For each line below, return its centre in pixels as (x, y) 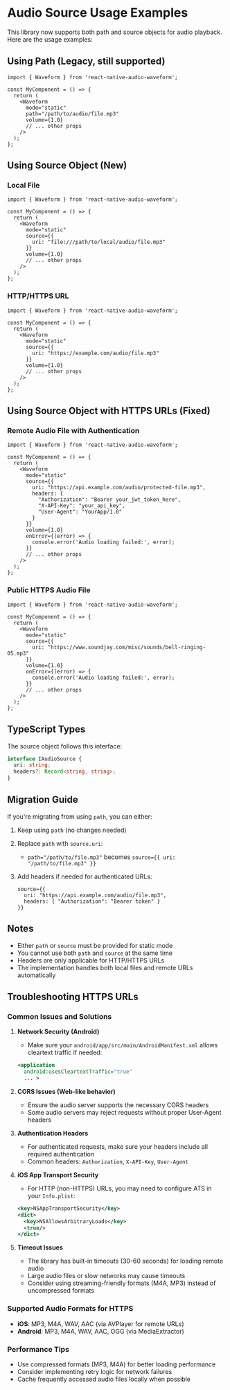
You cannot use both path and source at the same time (95, 953)
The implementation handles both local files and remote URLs (105, 967)
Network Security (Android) (58, 1032)
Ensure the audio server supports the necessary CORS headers (118, 1105)
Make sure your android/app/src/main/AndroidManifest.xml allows (123, 1045)
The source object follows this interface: (65, 746)
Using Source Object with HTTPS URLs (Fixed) (109, 411)
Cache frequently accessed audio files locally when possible (104, 1379)
